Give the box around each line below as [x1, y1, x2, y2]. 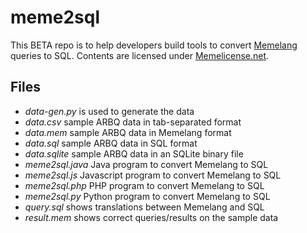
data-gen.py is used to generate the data [24, 105, 195, 117]
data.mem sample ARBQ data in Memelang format [24, 126, 232, 138]
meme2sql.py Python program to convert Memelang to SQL [24, 190, 271, 202]
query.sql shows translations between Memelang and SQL [24, 201, 265, 213]
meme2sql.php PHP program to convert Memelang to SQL [24, 179, 265, 191]
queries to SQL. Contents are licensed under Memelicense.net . [10, 49, 270, 61]
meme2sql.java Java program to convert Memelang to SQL [24, 158, 269, 170]
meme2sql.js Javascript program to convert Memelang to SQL [24, 169, 282, 181]
